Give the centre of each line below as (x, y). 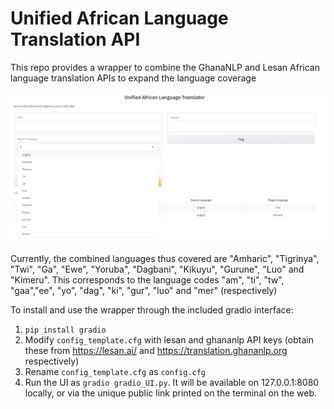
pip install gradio (65, 330)
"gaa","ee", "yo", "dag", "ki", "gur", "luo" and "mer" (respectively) (144, 290)
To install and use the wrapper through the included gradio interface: (152, 309)
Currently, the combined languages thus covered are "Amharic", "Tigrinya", (165, 258)
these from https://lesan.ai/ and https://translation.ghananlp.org (156, 350)
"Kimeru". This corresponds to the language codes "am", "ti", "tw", (147, 279)
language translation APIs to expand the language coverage (133, 78)
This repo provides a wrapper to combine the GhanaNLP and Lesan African (165, 67)
